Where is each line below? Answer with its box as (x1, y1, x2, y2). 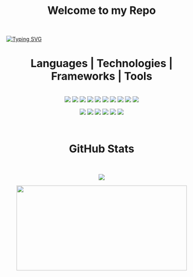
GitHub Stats (68, 142, 135, 156)
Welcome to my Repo (47, 4, 156, 18)
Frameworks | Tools (51, 70, 152, 83)
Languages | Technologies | (30, 57, 173, 70)
